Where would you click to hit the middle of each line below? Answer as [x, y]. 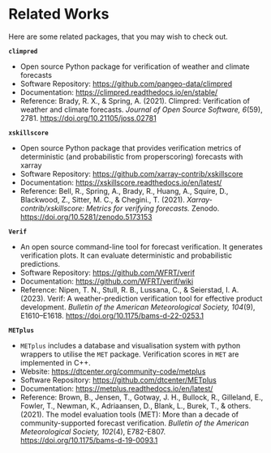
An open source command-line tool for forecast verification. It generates [142, 246]
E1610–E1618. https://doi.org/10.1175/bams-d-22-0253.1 [112, 315]
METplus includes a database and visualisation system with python [130, 345]
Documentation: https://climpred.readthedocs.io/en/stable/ [119, 92]
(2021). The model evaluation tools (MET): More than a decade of [129, 414]
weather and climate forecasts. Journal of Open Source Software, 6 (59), [141, 109]
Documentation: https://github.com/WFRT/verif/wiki [107, 281]
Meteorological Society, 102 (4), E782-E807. [93, 431]
